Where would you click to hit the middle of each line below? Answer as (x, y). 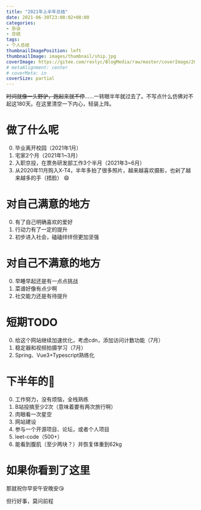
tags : (13, 40)
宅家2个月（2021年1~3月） (48, 156)
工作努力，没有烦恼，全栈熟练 (51, 399)
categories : (21, 23)
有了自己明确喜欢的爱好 (44, 222)
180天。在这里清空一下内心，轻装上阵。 (66, 104)
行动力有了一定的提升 (41, 229)
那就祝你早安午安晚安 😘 (35, 488)
